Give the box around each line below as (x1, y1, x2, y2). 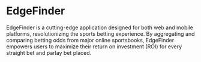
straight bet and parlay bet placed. (6, 49, 92, 56)
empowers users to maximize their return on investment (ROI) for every (6, 43, 182, 50)
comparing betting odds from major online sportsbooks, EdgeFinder (6, 36, 175, 44)
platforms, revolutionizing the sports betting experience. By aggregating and (6, 30, 195, 37)
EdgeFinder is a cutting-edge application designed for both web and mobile (6, 24, 193, 31)
